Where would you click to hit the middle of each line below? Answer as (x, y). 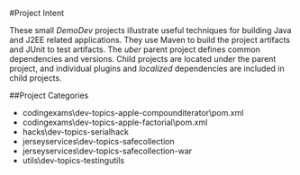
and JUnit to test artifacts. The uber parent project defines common (135, 49)
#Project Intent (37, 13)
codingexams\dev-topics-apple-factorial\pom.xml (115, 122)
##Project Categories (49, 95)
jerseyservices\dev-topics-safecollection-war (107, 151)
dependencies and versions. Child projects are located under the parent (143, 59)
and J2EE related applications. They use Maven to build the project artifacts (150, 40)
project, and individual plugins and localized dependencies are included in (147, 68)
